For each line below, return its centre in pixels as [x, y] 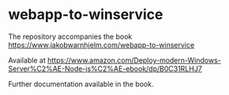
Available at [27, 60]
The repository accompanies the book [70, 36]
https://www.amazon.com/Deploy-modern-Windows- [134, 60]
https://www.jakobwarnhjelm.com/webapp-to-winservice [101, 44]
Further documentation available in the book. [81, 84]
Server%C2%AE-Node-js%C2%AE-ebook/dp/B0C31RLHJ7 [105, 68]
